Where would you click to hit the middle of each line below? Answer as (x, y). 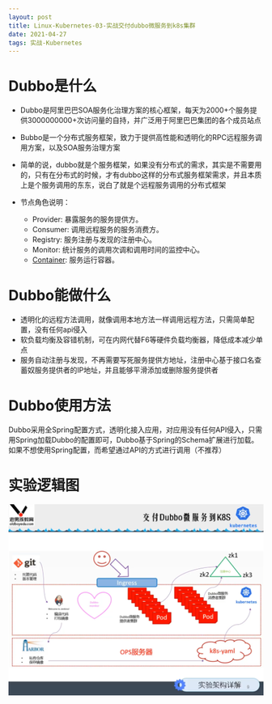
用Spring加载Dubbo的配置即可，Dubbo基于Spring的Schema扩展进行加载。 (134, 440)
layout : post (30, 17)
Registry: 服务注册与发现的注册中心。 (94, 240)
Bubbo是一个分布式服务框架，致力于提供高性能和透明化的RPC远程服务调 (141, 138)
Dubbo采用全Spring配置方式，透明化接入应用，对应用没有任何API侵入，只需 (136, 430)
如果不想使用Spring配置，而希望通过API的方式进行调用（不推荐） (117, 450)
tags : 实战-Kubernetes (45, 43)
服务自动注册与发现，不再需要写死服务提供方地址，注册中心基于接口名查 (140, 360)
